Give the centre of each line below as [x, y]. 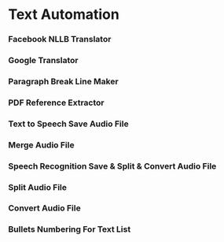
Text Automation [64, 15]
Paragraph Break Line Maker [64, 81]
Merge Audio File [41, 145]
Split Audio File [38, 187]
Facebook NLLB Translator [60, 39]
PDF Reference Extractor [56, 102]
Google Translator [43, 61]
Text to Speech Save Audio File [68, 124]
